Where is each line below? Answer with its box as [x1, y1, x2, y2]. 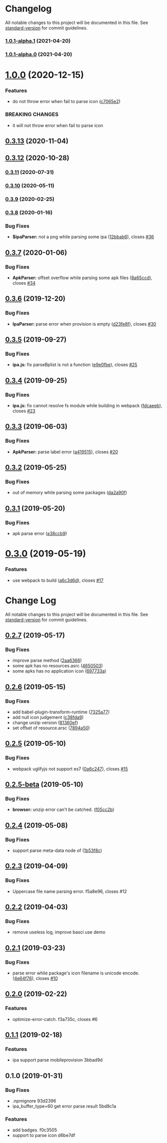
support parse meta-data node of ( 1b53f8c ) [12, 847, 102, 853]
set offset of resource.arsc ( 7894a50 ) [12, 725, 90, 731]
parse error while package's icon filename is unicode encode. [12, 970, 140, 976]
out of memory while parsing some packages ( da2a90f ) [12, 490, 127, 496]
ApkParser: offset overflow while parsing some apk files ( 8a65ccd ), [12, 275, 153, 281]
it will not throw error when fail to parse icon [12, 122, 103, 128]
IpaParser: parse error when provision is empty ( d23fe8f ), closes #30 [12, 321, 157, 327]
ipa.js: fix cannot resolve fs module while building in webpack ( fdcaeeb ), [12, 403, 163, 409]
